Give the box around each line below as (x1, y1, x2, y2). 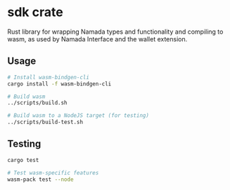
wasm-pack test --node (7, 176, 74, 183)
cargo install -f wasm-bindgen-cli (7, 80, 112, 88)
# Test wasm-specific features (7, 169, 99, 176)
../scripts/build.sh (7, 100, 68, 107)
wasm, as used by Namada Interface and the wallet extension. (7, 34, 188, 43)
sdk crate (7, 4, 63, 20)
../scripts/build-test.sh (7, 118, 83, 126)
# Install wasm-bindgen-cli (7, 74, 90, 81)
